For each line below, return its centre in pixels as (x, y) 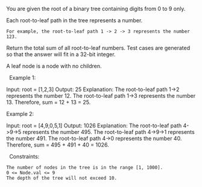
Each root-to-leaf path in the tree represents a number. (74, 20)
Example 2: (20, 114)
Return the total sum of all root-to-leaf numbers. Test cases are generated (98, 48)
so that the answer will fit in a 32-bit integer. (61, 54)
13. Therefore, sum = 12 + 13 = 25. (49, 102)
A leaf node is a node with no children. (54, 66)
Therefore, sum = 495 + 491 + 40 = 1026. (58, 145)
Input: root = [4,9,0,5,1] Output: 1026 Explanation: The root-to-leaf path (94, 125)
